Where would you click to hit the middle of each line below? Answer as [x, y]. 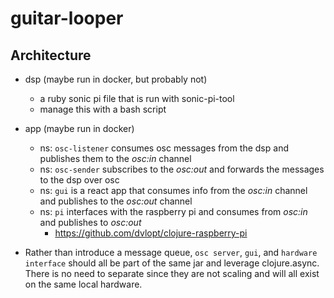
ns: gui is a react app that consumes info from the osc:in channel [173, 190]
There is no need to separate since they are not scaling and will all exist [172, 273]
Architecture [51, 55]
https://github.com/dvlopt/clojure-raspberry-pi [151, 233]
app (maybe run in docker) [79, 128]
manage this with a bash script [103, 109]
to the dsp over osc [79, 180]
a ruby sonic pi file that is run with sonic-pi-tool [137, 98]
